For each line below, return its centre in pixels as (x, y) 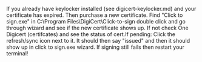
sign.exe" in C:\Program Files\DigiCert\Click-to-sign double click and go (96, 21)
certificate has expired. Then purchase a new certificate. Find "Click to (95, 15)
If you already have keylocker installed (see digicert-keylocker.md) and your (101, 9)
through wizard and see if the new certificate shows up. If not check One (98, 28)
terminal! (17, 53)
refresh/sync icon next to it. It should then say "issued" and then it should (98, 41)
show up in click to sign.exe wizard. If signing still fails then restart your (96, 47)
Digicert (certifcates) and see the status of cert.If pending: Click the (91, 34)
